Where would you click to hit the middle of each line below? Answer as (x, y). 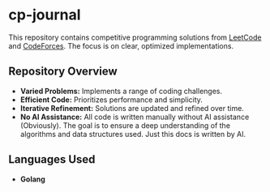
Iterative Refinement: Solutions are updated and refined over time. (132, 108)
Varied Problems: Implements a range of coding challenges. (121, 91)
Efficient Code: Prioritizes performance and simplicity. (111, 100)
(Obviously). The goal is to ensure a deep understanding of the (125, 125)
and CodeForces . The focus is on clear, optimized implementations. (121, 45)
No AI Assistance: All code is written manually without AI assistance (135, 117)
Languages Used (52, 160)
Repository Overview (63, 72)
